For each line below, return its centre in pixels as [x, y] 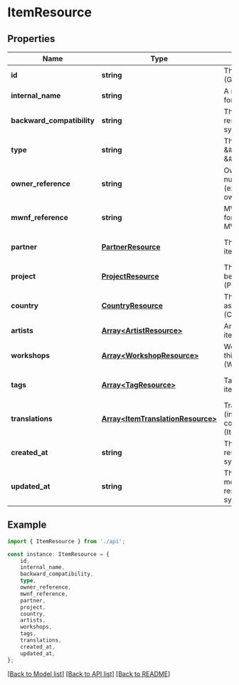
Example [27, 525]
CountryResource [132, 305]
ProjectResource [130, 276]
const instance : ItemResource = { [59, 554]
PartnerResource [131, 247]
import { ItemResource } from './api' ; [67, 541]
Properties [31, 39]
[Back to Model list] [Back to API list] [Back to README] [89, 674]
